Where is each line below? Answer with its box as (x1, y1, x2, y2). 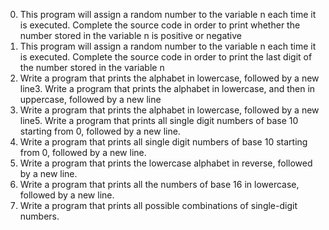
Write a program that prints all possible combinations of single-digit (19, 200, 298, 211)
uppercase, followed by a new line (19, 94, 162, 105)
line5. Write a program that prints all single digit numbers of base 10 (19, 115, 299, 126)
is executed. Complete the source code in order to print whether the (19, 19, 301, 31)
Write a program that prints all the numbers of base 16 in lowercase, (19, 179, 300, 190)
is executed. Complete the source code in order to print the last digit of (19, 51, 313, 63)
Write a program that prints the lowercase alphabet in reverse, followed (19, 157, 313, 169)
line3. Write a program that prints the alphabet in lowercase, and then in (19, 83, 316, 94)
